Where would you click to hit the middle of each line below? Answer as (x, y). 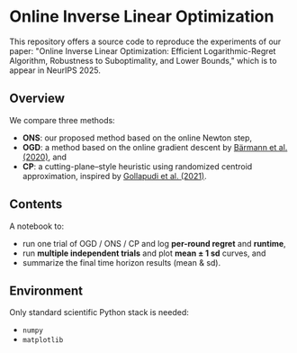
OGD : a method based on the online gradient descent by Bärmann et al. (155, 147)
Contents (36, 204)
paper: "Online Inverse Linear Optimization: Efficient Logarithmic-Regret (143, 50)
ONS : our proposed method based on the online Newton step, (137, 138)
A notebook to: (37, 226)
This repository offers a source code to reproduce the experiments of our (145, 41)
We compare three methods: (62, 120)
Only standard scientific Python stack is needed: (99, 312)
